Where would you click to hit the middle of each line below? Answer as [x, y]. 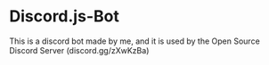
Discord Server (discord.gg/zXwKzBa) [79, 50]
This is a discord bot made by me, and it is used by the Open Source [134, 41]
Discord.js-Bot [65, 16]
